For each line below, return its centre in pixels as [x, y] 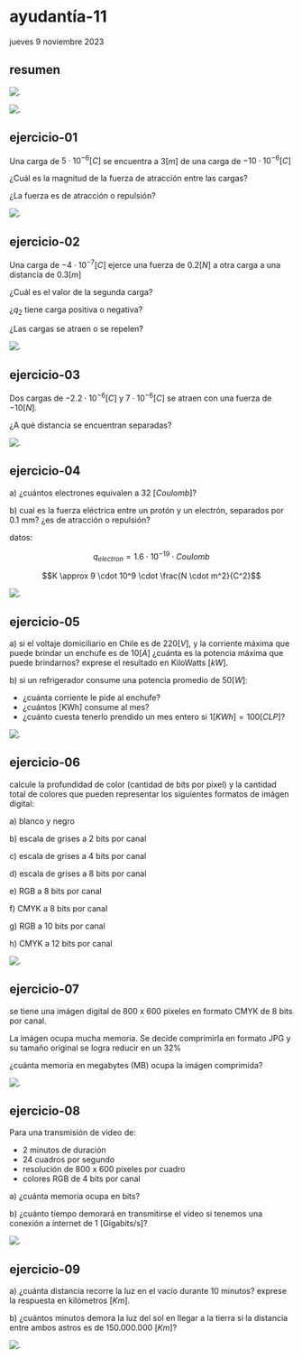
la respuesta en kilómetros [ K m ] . [70, 1300]
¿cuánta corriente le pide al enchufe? [91, 698]
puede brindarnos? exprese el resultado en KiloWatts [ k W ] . [119, 663]
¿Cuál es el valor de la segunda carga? [81, 291]
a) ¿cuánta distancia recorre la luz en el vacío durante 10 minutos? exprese [148, 1291]
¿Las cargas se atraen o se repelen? [77, 329]
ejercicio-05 [45, 621]
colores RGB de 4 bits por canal [82, 1179]
